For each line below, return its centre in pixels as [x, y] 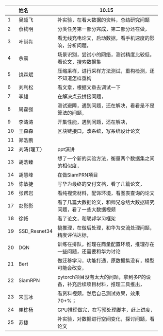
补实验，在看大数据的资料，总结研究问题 [104, 20]
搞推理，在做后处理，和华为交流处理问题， [106, 228]
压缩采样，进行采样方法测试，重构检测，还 [106, 71]
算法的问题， [72, 113]
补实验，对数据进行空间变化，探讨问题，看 [106, 319]
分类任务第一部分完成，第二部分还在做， [104, 29]
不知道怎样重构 [74, 78]
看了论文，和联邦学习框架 [87, 219]
